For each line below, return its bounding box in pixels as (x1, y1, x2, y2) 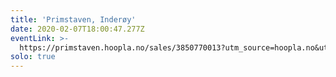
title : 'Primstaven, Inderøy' (10, 14, 137, 25)
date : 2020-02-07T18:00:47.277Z (10, 24, 145, 34)
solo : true (10, 52, 56, 62)
